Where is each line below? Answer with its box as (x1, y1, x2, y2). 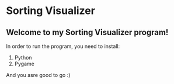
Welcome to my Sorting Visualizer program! (6, 27, 169, 37)
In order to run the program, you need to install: (6, 43, 120, 50)
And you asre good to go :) (6, 72, 71, 78)
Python (14, 54, 32, 61)
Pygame (14, 60, 35, 67)
